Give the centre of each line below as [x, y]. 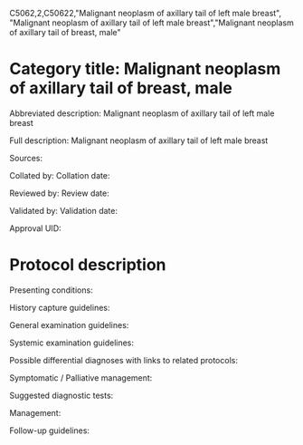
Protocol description [88, 265]
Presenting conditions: [51, 290]
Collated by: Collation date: [60, 175]
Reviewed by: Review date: [60, 193]
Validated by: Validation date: [63, 210]
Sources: [26, 158]
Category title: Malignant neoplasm [145, 69]
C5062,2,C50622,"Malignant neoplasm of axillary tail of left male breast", [146, 13]
